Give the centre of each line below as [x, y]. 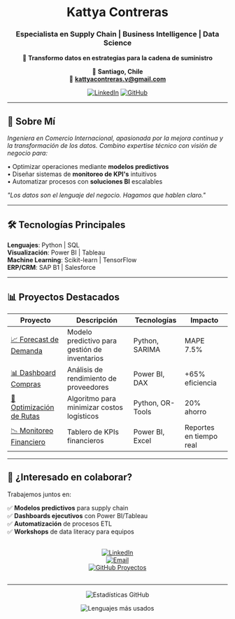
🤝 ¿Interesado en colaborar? [70, 477]
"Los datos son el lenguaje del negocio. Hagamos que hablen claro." [107, 195]
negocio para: [27, 153]
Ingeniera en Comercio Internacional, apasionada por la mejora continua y [115, 138]
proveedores [88, 387]
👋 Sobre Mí [31, 121]
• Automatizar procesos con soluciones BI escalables [85, 182]
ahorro [195, 411]
